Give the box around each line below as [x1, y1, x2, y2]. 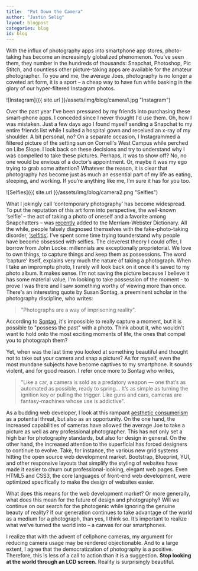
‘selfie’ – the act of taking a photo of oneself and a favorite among [6, 213, 167, 220]
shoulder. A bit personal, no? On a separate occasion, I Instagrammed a [6, 133, 180, 140]
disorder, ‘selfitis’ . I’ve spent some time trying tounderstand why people [6, 232, 180, 239]
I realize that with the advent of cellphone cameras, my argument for [6, 533, 173, 540]
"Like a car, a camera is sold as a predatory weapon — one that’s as [20, 379, 186, 386]
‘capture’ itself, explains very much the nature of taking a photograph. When [6, 257, 191, 264]
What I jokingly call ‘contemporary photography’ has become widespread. [6, 200, 186, 208]
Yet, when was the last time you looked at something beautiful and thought [6, 348, 188, 356]
